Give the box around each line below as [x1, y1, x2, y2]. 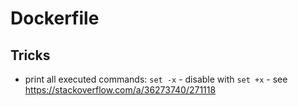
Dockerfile [10, 7, 100, 30]
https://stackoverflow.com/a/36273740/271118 [24, 84, 217, 96]
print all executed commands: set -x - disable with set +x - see [24, 73, 288, 85]
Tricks [10, 47, 51, 64]
